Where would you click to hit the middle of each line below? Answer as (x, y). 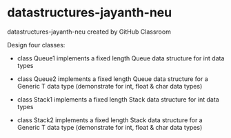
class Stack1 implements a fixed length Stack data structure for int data (118, 99)
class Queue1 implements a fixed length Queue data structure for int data (121, 58)
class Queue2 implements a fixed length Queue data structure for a (112, 79)
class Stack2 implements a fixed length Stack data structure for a (110, 120)
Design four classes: (36, 45)
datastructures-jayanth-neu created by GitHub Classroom (89, 32)
